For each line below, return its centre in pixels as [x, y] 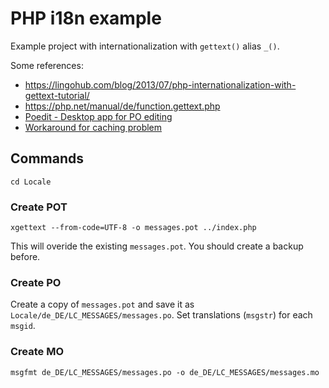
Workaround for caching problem [93, 127]
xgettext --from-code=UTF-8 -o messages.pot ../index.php [133, 228]
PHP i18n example [86, 18]
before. [25, 257]
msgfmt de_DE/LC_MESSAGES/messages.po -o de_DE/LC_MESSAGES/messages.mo [165, 372]
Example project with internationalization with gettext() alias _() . [145, 46]
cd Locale [31, 182]
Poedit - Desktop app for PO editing [98, 116]
